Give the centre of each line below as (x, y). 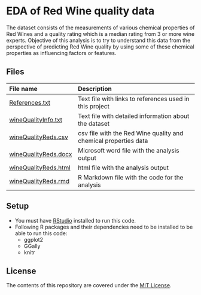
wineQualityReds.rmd (39, 181)
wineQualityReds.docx (41, 154)
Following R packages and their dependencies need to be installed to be (104, 227)
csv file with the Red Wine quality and (130, 133)
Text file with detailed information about (133, 116)
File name (23, 89)
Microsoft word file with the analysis (128, 150)
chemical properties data (113, 141)
